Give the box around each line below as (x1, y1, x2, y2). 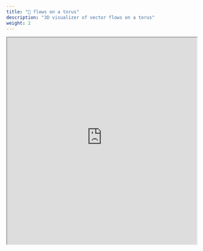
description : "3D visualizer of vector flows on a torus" (6, 14, 155, 20)
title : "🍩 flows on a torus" (6, 8, 80, 15)
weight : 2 (6, 20, 31, 26)
